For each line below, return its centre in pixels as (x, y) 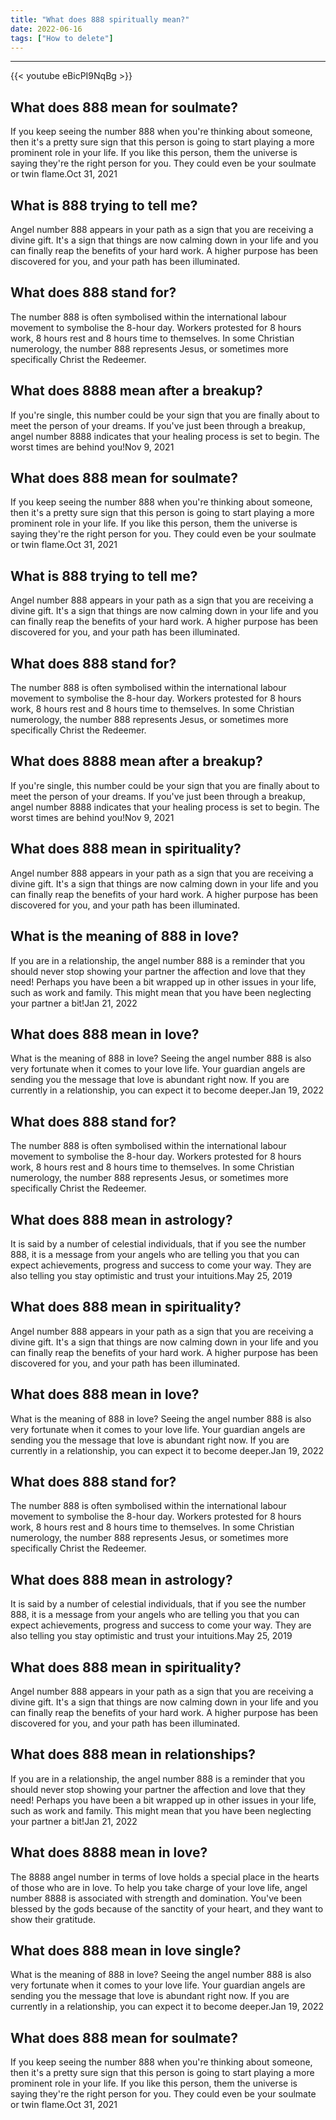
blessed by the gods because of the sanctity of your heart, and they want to (167, 1908)
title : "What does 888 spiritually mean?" (100, 19)
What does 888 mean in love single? (126, 1951)
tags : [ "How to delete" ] (62, 38)
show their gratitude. (53, 1919)
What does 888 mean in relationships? (133, 1754)
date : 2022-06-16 (46, 29)
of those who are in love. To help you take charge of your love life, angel (159, 1887)
